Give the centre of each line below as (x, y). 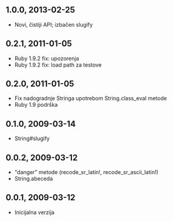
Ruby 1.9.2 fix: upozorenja (47, 58)
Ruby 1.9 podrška (36, 105)
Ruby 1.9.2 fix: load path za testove (58, 65)
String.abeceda (34, 179)
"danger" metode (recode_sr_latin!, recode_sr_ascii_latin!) (86, 172)
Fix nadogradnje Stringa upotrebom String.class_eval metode (90, 98)
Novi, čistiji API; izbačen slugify (54, 24)
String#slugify (32, 138)
